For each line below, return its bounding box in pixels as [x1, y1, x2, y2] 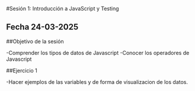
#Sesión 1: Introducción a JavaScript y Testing [6, 5, 120, 12]
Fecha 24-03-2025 [6, 22, 79, 32]
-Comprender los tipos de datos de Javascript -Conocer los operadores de [6, 49, 190, 56]
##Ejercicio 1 [6, 67, 37, 74]
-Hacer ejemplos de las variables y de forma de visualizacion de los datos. [6, 78, 188, 85]
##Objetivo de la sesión [6, 38, 64, 45]
